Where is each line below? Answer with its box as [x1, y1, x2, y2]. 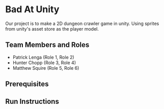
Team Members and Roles [5, 41, 90, 49]
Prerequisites [5, 80, 49, 89]
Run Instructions [5, 97, 60, 105]
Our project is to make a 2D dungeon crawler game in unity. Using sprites [5, 20, 159, 26]
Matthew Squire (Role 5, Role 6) [12, 65, 79, 71]
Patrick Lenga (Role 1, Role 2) [12, 54, 75, 60]
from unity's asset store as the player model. [5, 25, 99, 32]
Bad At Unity [5, 4, 60, 15]
